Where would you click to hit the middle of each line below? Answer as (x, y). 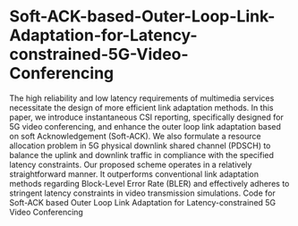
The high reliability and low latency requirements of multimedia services (142, 98)
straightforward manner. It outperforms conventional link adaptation (134, 174)
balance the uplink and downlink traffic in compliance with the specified (142, 155)
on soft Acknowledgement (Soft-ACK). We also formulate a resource (135, 136)
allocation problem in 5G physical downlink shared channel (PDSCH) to (140, 146)
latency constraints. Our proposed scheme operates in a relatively (131, 164)
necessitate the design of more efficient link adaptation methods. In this (141, 107)
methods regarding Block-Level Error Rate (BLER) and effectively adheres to (149, 183)
